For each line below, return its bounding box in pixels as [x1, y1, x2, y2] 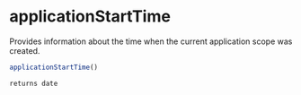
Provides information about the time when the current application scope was [9, 36, 293, 47]
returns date [9, 79, 58, 88]
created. [9, 45, 40, 56]
